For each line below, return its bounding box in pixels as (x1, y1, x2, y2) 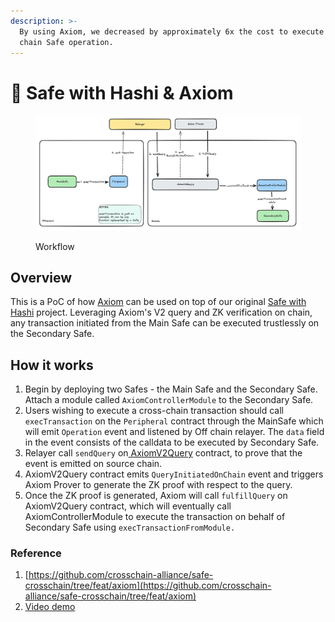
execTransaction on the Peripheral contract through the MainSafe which (24, 415, 324, 427)
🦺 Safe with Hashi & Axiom (10, 81, 234, 104)
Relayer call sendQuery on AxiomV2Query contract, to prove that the (24, 447, 303, 459)
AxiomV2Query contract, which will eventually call (24, 500, 232, 512)
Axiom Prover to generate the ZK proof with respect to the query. (24, 479, 293, 491)
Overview (10, 269, 73, 286)
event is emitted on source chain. (24, 458, 163, 470)
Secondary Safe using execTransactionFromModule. (24, 521, 236, 534)
